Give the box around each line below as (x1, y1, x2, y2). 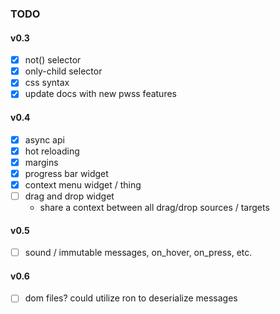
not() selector (24, 54, 82, 66)
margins (24, 156, 59, 168)
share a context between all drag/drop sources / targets (39, 201, 270, 213)
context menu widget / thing (24, 178, 142, 191)
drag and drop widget (24, 190, 115, 202)
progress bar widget (24, 167, 109, 179)
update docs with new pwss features (24, 88, 177, 100)
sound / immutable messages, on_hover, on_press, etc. (24, 247, 253, 259)
